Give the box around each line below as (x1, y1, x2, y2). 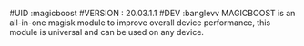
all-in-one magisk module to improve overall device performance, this (9, 17, 271, 28)
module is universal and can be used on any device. (9, 27, 205, 37)
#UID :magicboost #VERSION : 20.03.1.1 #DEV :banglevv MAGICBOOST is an (9, 8, 296, 18)
